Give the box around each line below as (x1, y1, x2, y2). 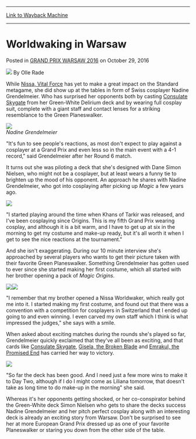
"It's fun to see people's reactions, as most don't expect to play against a (6, 140, 182, 147)
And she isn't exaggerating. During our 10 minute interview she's (6, 247, 162, 254)
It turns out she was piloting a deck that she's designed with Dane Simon (6, 163, 181, 170)
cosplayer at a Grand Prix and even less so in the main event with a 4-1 (6, 146, 177, 153)
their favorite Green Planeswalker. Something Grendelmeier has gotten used (6, 259, 189, 266)
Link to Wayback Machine (6, 12, 68, 18)
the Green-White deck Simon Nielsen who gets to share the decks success (6, 402, 186, 409)
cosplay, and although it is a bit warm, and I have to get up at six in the (6, 223, 176, 230)
